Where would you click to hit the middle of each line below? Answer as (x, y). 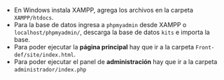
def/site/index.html (44, 55)
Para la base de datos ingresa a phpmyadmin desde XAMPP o (100, 25)
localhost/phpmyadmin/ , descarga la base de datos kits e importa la (112, 32)
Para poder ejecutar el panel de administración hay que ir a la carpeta (115, 62)
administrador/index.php (50, 70)
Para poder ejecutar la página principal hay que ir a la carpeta (104, 47)
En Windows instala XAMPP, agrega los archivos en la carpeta (104, 10)
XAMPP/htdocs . (34, 17)
